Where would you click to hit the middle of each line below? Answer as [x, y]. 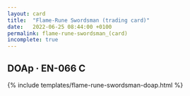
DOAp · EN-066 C [47, 68]
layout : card [26, 14]
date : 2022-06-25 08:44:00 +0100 [60, 27]
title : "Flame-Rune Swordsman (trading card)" [79, 20]
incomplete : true [33, 40]
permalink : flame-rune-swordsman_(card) [68, 33]
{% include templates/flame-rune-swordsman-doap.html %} [95, 85]
